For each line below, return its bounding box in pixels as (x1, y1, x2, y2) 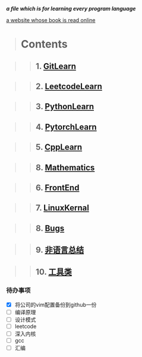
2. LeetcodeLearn (35, 81, 103, 91)
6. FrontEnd (35, 182, 80, 193)
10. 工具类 (35, 267, 72, 277)
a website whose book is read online (6, 17, 96, 23)
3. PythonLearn (35, 101, 94, 112)
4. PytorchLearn (35, 122, 97, 132)
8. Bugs (35, 223, 65, 233)
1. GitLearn (35, 61, 76, 71)
